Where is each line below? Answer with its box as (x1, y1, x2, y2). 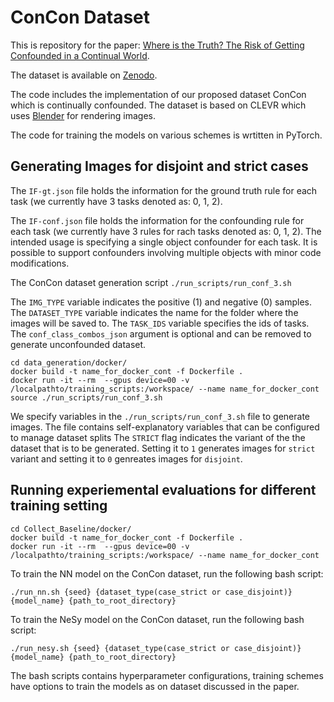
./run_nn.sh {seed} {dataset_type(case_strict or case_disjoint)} (10, 587, 293, 597)
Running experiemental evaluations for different (10, 482, 317, 499)
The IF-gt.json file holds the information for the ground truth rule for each (10, 184, 318, 196)
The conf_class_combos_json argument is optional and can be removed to (10, 327, 312, 340)
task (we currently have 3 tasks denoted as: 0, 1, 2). (10, 195, 223, 207)
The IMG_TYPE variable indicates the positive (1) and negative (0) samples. (10, 296, 313, 308)
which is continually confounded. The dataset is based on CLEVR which (10, 99, 307, 111)
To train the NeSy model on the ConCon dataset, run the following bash (10, 613, 305, 625)
